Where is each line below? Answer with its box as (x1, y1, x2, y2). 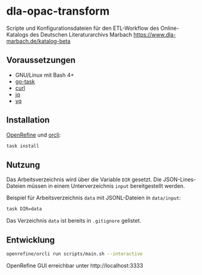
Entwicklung (6, 235, 55, 245)
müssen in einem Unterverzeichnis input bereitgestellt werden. (27, 182, 186, 190)
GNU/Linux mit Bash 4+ (15, 71, 75, 79)
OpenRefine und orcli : (6, 131, 61, 138)
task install (6, 143, 40, 149)
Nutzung (6, 160, 41, 170)
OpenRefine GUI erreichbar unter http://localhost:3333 (6, 262, 144, 269)
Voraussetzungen (6, 55, 76, 65)
